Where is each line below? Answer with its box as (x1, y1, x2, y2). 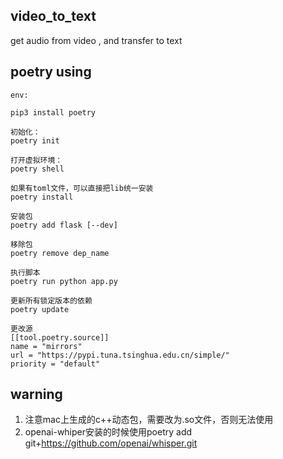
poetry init (10, 135, 60, 146)
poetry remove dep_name (10, 248, 110, 258)
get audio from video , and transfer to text (10, 34, 183, 46)
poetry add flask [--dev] (10, 220, 118, 230)
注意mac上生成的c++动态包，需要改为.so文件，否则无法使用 (24, 414, 274, 426)
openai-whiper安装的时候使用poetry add (24, 426, 193, 438)
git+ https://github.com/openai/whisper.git (24, 437, 198, 449)
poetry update (10, 304, 70, 314)
